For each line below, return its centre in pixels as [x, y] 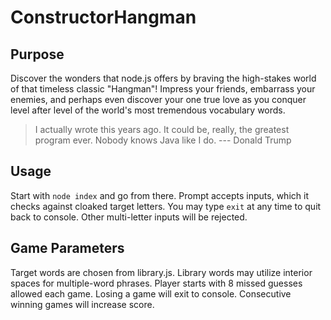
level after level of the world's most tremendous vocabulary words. [148, 110]
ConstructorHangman [103, 17]
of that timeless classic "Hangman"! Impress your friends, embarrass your [163, 89]
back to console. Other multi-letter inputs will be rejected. [129, 217]
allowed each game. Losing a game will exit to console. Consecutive [151, 293]
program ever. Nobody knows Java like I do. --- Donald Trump [163, 140]
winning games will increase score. [82, 304]
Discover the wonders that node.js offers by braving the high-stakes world [163, 78]
